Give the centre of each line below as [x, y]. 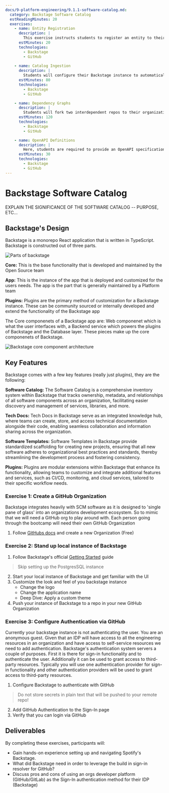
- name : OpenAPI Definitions [45, 140]
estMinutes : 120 [35, 117]
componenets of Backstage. [34, 337]
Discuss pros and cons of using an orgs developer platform [74, 774]
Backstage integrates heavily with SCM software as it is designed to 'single [83, 507]
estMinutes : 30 [34, 154]
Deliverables [25, 731]
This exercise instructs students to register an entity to [88, 38]
